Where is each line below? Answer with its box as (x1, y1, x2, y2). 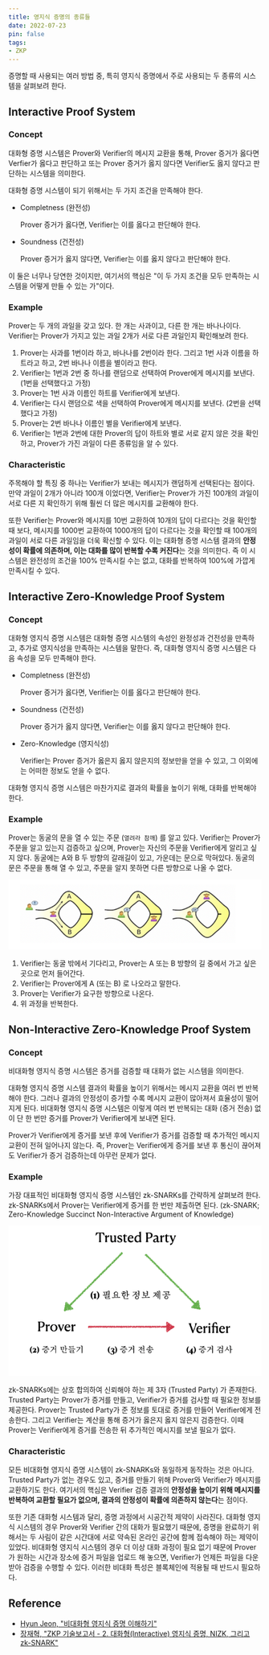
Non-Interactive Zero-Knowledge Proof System (8, 1023, 251, 1036)
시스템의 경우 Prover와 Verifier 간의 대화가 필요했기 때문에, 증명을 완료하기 (16, 1522, 251, 1532)
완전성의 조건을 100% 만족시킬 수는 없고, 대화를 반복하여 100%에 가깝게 (29, 556, 255, 566)
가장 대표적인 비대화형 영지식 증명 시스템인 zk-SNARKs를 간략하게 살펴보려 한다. (8, 1191, 261, 1200)
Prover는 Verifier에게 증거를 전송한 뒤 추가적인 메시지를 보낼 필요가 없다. (8, 1425, 236, 1435)
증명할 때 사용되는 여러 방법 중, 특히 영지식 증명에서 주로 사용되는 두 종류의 (8, 71, 242, 80)
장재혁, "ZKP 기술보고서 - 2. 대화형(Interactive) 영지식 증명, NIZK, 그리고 (19, 1629, 251, 1639)
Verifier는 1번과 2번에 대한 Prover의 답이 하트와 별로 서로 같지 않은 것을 (19, 429, 244, 438)
